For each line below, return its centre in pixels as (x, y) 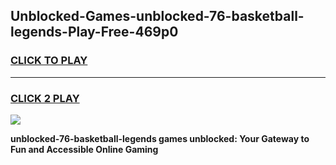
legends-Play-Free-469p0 (94, 32)
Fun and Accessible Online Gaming (84, 149)
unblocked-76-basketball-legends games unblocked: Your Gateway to (160, 138)
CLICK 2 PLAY (45, 98)
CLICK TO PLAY (49, 61)
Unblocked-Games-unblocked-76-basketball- (157, 16)
